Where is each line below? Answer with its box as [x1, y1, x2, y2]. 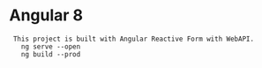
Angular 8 [9, 5, 84, 26]
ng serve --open [20, 42, 81, 51]
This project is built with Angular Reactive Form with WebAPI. [12, 34, 254, 43]
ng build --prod [20, 49, 81, 58]
